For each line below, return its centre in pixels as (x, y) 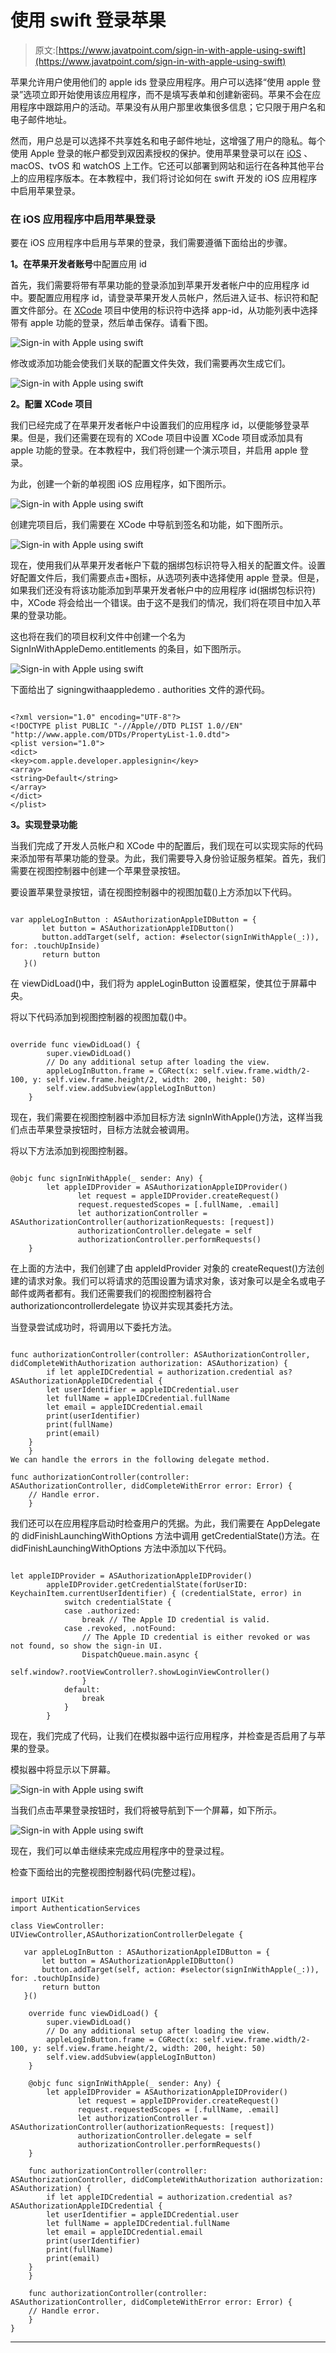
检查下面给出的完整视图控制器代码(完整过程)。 (106, 1872)
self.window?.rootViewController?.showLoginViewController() (140, 1672)
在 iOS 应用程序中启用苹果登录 (83, 219)
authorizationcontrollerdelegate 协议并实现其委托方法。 (124, 1306)
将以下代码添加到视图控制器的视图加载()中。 (101, 1017)
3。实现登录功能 (44, 825)
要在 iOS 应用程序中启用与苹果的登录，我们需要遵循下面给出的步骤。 (151, 243)
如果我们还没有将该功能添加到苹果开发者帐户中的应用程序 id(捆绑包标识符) (163, 590)
